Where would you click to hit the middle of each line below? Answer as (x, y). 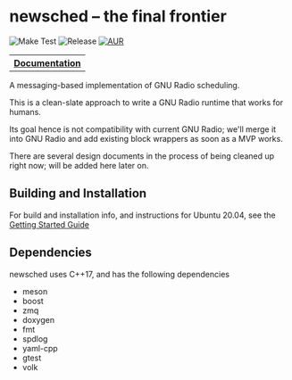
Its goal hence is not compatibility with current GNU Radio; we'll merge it (143, 129)
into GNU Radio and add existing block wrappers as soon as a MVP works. (146, 138)
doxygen (38, 319)
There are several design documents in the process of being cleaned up (142, 156)
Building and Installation (78, 194)
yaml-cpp (40, 348)
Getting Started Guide (49, 224)
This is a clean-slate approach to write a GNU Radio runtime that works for (146, 102)
